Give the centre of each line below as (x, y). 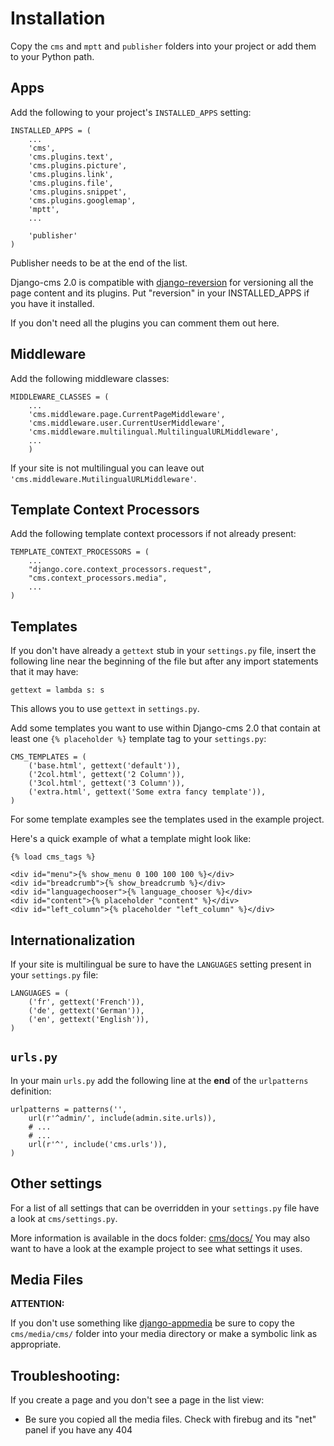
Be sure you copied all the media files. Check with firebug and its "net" (170, 1419)
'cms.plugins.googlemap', (82, 200)
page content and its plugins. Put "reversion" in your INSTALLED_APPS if (160, 293)
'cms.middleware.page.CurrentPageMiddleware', (127, 414)
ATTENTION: (37, 1304)
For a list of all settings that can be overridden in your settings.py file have (165, 1208)
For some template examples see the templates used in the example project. (167, 819)
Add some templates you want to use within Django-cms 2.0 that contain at (165, 728)
